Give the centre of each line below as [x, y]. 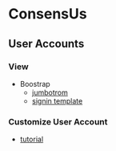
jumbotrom [50, 92]
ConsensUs [48, 14]
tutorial [32, 139]
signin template [57, 100]
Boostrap [35, 84]
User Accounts [46, 44]
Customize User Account [58, 121]
